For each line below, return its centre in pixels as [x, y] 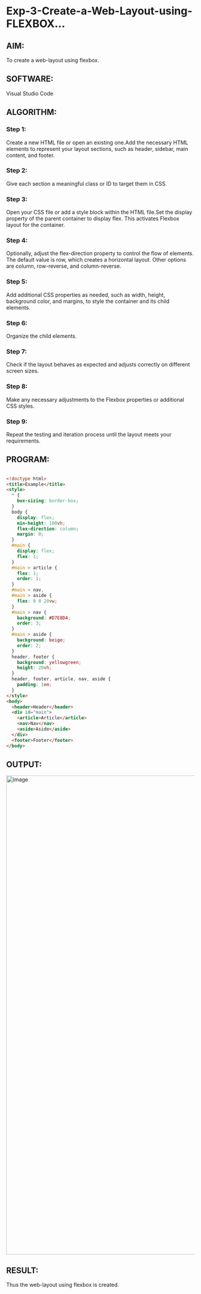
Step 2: [17, 171]
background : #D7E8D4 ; [44, 618]
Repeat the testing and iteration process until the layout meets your [89, 434]
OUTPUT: [24, 764]
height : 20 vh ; [34, 668]
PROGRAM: [28, 460]
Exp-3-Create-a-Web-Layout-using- [99, 11]
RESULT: [22, 1270]
